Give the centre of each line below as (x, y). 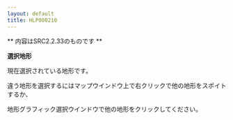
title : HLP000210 (32, 20)
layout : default (31, 14)
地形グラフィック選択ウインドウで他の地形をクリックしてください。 (104, 109)
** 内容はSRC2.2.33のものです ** (55, 41)
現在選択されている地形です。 (50, 70)
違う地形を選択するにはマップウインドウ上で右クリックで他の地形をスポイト (117, 85)
